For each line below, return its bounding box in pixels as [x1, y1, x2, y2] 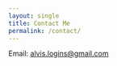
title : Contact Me [8, 19, 70, 27]
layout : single [8, 11, 60, 20]
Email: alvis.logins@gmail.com [8, 49, 109, 59]
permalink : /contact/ [8, 27, 81, 35]
